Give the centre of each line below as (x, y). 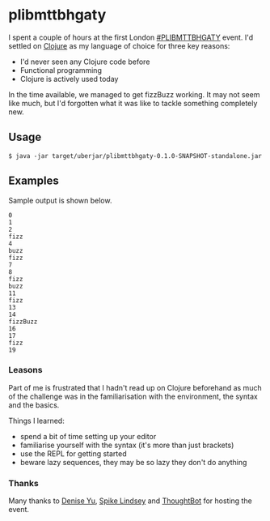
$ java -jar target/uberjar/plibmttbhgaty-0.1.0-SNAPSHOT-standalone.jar (135, 156)
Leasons (25, 370)
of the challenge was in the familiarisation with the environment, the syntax (133, 396)
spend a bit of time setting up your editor (88, 436)
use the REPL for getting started (73, 453)
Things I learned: (36, 421)
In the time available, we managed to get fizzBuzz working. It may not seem (134, 94)
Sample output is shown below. (60, 200)
